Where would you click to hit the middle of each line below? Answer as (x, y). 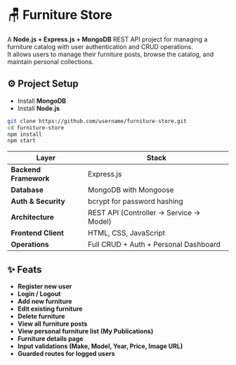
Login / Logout (39, 294)
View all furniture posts (52, 324)
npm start (22, 141)
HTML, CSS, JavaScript (126, 233)
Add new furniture (45, 302)
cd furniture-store (36, 128)
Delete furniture (41, 316)
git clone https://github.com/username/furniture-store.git (97, 121)
